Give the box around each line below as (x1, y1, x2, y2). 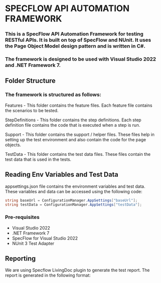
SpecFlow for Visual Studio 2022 (12, 235, 78, 241)
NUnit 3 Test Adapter (12, 240, 55, 246)
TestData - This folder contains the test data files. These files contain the (5, 151, 151, 157)
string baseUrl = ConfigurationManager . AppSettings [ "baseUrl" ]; (5, 198, 138, 203)
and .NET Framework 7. (5, 62, 61, 68)
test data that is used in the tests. (5, 156, 72, 162)
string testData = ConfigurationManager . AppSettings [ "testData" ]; (5, 202, 142, 207)
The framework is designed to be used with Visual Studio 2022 (5, 56, 156, 63)
